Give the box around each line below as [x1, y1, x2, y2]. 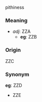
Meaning [5, 17, 28, 24]
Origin [5, 47, 21, 54]
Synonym [5, 71, 29, 78]
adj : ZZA [12, 28, 31, 35]
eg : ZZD [5, 82, 22, 88]
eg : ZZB [20, 34, 37, 40]
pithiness [5, 5, 24, 10]
